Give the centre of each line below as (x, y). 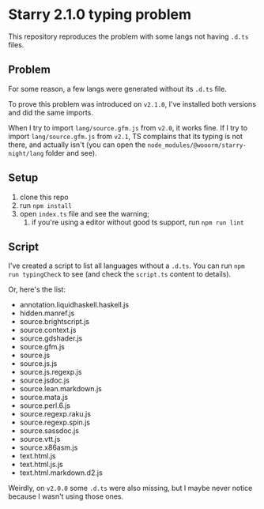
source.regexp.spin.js (55, 422)
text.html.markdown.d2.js (61, 473)
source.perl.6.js (45, 405)
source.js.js (38, 364)
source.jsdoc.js (44, 380)
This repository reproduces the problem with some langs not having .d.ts (128, 36)
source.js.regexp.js (51, 372)
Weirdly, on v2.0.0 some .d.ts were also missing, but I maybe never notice (130, 488)
